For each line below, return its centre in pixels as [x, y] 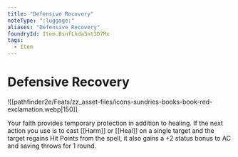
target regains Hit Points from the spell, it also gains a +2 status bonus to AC [119, 138]
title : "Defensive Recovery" [51, 14]
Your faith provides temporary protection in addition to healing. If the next [115, 123]
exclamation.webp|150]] [43, 109]
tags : [15, 40]
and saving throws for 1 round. [52, 146]
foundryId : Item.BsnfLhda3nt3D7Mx [59, 34]
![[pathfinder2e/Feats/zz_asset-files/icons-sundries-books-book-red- [110, 102]
